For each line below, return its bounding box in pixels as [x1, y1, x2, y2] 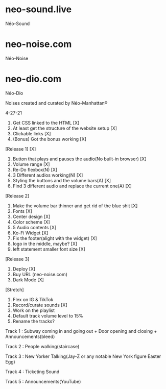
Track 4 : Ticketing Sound [5, 369, 60, 375]
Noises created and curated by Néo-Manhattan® [5, 100, 108, 106]
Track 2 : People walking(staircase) [5, 343, 80, 349]
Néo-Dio [5, 90, 23, 96]
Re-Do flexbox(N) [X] [12, 166, 58, 173]
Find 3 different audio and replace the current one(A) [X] [12, 183, 132, 189]
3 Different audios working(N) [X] [12, 172, 83, 178]
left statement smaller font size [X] [12, 246, 86, 252]
